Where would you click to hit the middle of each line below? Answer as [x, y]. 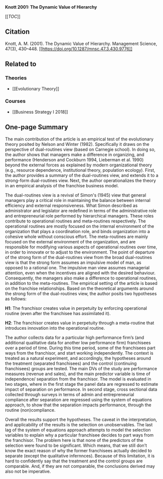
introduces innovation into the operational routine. [55, 328]
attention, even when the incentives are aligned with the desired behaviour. [80, 273]
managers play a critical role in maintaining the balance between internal [78, 200]
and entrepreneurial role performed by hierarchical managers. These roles [80, 216]
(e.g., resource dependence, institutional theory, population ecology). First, [80, 170]
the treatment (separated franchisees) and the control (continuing [71, 363]
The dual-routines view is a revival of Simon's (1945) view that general [76, 195]
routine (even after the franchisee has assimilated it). [58, 313]
